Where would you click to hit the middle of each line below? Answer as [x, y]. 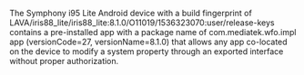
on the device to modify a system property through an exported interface [147, 52]
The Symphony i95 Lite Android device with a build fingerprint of [131, 13]
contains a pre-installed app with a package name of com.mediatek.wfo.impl [153, 32]
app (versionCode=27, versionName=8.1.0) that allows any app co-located [149, 42]
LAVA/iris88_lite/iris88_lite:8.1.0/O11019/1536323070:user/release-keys [142, 23]
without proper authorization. [64, 61]
